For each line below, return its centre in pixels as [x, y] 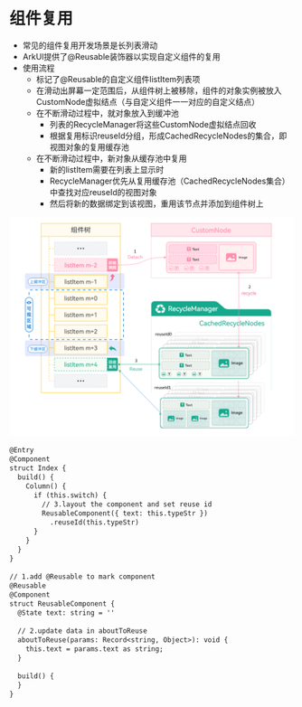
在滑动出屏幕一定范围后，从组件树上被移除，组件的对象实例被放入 [159, 90]
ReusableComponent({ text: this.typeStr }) [125, 514]
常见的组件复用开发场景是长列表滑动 [90, 45]
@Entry [22, 450]
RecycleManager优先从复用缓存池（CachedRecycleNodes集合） [170, 181]
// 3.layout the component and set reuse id [127, 504]
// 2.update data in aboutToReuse [82, 631]
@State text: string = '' [66, 613]
